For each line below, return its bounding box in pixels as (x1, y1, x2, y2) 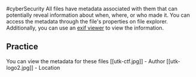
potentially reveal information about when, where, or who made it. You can (6, 11, 190, 19)
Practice (6, 42, 38, 52)
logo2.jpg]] (6, 64, 34, 71)
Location (38, 64, 61, 71)
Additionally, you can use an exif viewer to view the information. (6, 24, 164, 31)
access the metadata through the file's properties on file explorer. (6, 18, 168, 25)
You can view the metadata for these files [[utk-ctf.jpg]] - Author (6, 57, 165, 65)
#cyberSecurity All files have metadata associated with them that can (6, 5, 178, 12)
